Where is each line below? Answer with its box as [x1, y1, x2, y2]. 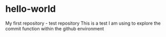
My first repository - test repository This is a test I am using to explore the [5, 20, 161, 26]
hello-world [5, 3, 56, 15]
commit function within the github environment [5, 25, 104, 31]
